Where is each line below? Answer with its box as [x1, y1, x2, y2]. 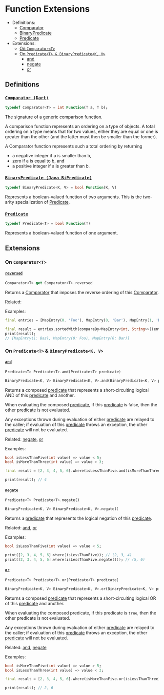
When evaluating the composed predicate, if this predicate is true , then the [5, 610, 157, 616]
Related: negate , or [5, 436, 43, 442]
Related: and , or [5, 525, 37, 531]
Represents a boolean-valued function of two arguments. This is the [5, 194, 142, 200]
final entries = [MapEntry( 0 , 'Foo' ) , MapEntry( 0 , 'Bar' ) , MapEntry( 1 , [5, 318, 154, 323]
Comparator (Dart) [5, 95, 49, 101]
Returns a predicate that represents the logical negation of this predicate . [5, 515, 152, 521]
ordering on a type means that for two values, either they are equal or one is [5, 128, 159, 134]
